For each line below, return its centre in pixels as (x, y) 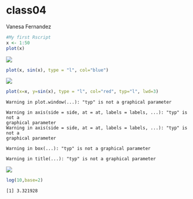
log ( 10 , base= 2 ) (25, 180)
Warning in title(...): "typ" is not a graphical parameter (81, 159)
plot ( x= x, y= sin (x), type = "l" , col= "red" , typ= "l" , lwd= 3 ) (82, 92)
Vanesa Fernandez (29, 26)
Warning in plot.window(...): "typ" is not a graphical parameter (89, 102)
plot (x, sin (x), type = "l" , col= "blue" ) (57, 70)
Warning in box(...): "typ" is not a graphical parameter (78, 149)
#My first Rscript (28, 37)
